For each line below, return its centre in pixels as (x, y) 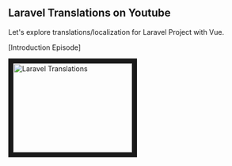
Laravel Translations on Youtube (90, 13)
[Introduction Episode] (45, 47)
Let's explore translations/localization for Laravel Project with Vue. (116, 32)
